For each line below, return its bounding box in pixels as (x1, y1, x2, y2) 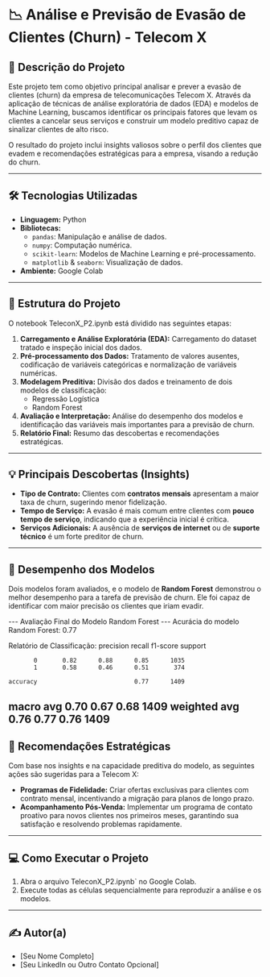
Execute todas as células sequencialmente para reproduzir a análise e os (19, 885, 262, 895)
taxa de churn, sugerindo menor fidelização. (19, 497, 167, 507)
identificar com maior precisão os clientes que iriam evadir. (8, 601, 204, 611)
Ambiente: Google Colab (19, 266, 104, 276)
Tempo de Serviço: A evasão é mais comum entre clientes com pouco (19, 506, 255, 516)
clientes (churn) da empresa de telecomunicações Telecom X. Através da (8, 90, 252, 100)
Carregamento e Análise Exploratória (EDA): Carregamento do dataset (19, 334, 257, 343)
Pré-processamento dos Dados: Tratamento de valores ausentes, (19, 351, 239, 360)
